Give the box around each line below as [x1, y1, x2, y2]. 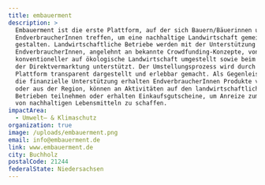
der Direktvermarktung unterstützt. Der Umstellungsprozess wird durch [15, 63, 256, 71]
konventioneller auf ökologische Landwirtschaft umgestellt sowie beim [15, 56, 256, 64]
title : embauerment [8, 11, 73, 20]
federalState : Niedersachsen [8, 165, 104, 173]
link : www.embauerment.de [8, 143, 93, 151]
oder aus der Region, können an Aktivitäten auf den [15, 84, 192, 93]
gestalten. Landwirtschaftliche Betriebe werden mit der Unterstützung [15, 41, 256, 49]
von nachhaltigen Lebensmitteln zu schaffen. [15, 99, 168, 107]
